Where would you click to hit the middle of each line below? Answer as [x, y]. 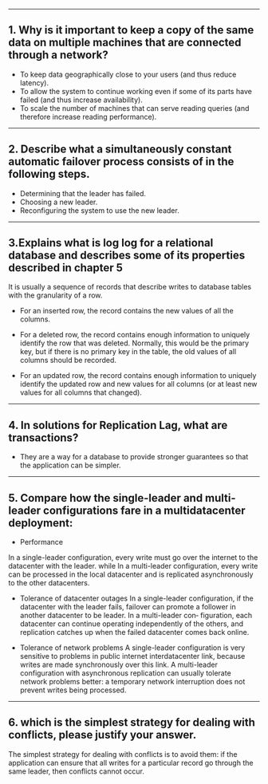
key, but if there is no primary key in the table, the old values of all [128, 352]
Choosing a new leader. [59, 202]
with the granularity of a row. [55, 295]
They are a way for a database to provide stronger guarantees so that [134, 457]
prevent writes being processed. [73, 690]
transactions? [43, 437]
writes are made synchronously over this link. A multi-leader [118, 665]
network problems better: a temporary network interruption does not [132, 682]
